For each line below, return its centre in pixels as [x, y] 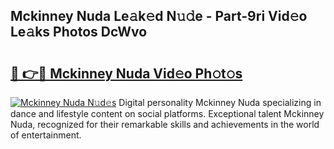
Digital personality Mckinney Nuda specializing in [220, 102]
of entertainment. [46, 135]
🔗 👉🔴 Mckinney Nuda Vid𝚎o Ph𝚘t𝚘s [126, 73]
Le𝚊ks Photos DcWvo [79, 32]
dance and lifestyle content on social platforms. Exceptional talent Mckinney [167, 113]
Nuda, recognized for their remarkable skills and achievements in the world [165, 124]
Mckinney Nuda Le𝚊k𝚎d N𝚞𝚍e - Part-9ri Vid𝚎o [159, 16]
